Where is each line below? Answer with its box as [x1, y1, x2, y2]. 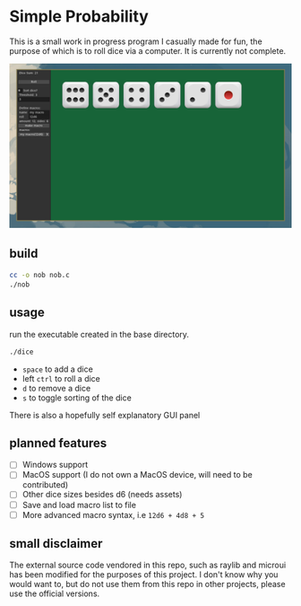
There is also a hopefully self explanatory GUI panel [9, 409, 201, 420]
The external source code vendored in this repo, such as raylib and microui [9, 559, 287, 571]
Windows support [21, 460, 89, 470]
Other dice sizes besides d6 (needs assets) [21, 489, 183, 500]
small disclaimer [9, 536, 103, 551]
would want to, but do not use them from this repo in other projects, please [9, 579, 286, 590]
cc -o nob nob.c [9, 271, 70, 280]
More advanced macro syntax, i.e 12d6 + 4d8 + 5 [21, 509, 204, 520]
